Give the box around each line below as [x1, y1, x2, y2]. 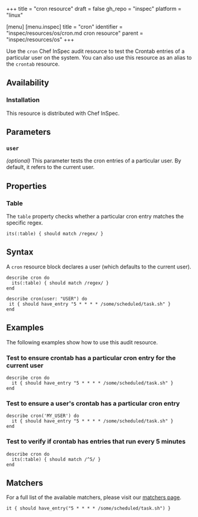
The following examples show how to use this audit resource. [6, 338, 158, 345]
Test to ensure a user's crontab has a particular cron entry [6, 399, 181, 407]
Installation [6, 96, 40, 104]
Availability [6, 78, 49, 88]
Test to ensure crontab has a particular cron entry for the [6, 353, 176, 362]
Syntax [6, 247, 34, 258]
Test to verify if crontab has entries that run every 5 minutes [6, 438, 186, 446]
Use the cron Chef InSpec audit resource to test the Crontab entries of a [6, 48, 185, 55]
